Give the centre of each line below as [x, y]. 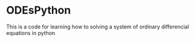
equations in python [31, 33]
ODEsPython [39, 10]
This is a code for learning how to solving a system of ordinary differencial [98, 27]
